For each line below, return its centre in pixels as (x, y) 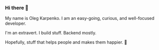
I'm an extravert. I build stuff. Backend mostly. (51, 33)
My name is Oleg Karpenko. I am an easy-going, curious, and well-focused (80, 18)
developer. (16, 23)
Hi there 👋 (17, 8)
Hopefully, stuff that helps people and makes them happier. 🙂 (66, 42)
